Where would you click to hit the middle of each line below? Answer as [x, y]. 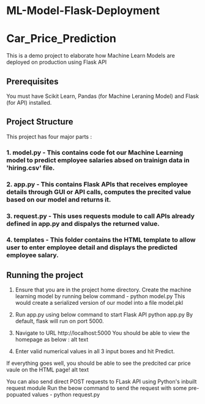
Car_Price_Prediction [61, 39]
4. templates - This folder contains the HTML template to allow [101, 240]
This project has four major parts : [49, 137]
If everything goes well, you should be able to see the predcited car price [99, 363]
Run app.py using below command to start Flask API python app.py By [104, 315]
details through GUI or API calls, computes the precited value [99, 192]
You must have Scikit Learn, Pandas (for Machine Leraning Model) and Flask [102, 96]
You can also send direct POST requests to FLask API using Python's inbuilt [102, 382]
